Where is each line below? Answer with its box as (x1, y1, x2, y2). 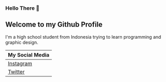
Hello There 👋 (5, 5, 40, 12)
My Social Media (8, 51, 50, 58)
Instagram (8, 60, 32, 67)
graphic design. (5, 39, 38, 45)
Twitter (8, 68, 25, 75)
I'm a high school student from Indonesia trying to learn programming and (5, 34, 161, 40)
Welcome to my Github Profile (5, 20, 103, 29)
